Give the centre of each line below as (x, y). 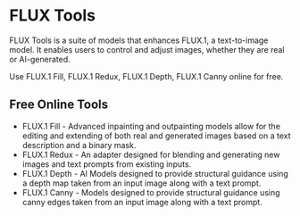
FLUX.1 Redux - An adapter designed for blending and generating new (151, 154)
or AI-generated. (40, 59)
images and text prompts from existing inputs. (107, 164)
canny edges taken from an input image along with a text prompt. (142, 202)
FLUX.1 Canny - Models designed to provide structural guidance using (151, 192)
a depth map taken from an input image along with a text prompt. (142, 183)
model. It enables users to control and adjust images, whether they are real (147, 49)
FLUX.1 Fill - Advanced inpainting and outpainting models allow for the (151, 126)
